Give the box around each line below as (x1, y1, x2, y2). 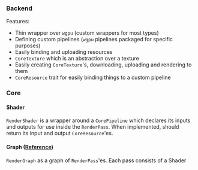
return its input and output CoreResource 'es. (6, 130, 113, 137)
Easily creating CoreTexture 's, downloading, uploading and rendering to (14, 61, 192, 68)
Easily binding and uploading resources (14, 48, 113, 56)
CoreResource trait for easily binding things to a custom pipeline (14, 74, 171, 81)
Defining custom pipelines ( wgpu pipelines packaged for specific (14, 36, 173, 43)
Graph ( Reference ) (6, 144, 54, 151)
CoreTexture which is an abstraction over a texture (14, 55, 139, 62)
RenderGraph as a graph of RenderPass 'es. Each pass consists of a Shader (6, 157, 187, 164)
